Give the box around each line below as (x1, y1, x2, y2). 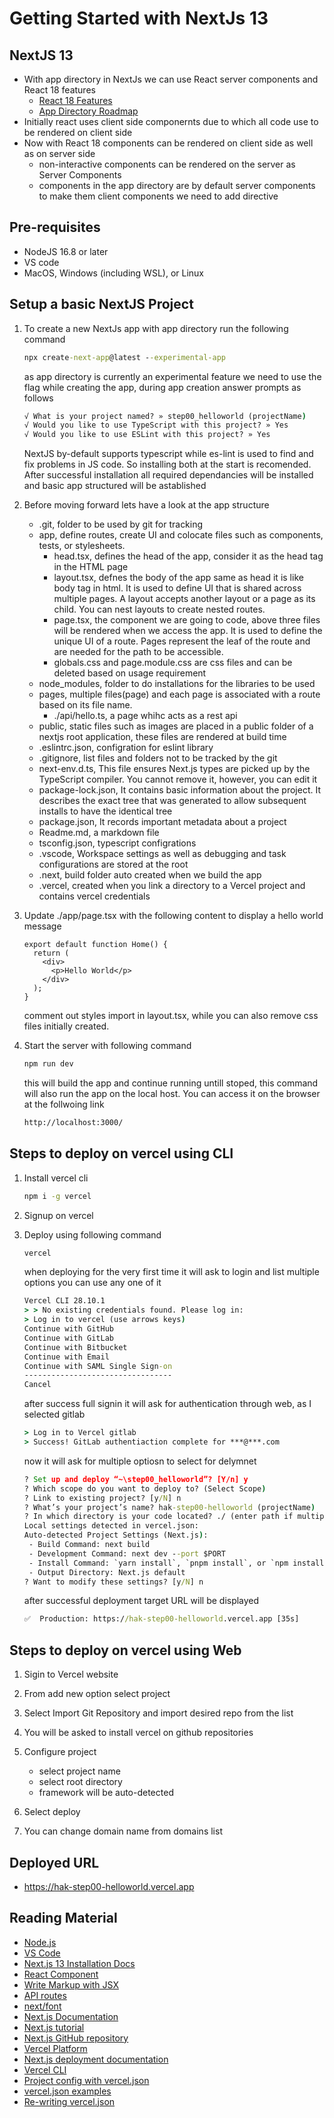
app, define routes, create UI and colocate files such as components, (38, 529, 324, 541)
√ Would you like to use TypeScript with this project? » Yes (23, 420, 289, 431)
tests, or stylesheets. (38, 540, 126, 552)
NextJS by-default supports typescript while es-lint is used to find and (23, 448, 314, 460)
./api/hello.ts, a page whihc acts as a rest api (53, 710, 238, 722)
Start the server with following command (23, 1040, 192, 1052)
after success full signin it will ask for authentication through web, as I (23, 1398, 312, 1410)
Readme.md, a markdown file (38, 827, 160, 839)
